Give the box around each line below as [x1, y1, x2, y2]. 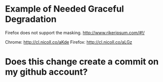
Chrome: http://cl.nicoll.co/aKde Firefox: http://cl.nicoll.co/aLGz [5, 39, 133, 45]
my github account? [5, 66, 88, 78]
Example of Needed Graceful [5, 3, 124, 15]
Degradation [5, 14, 57, 25]
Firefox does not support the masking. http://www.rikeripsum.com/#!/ [5, 30, 145, 35]
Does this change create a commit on [5, 56, 159, 67]
